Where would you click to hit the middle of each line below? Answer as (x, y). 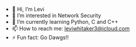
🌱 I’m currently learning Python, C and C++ (65, 22)
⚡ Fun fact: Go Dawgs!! (40, 37)
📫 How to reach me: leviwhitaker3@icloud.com (71, 29)
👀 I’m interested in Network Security (56, 15)
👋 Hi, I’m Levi (28, 9)
